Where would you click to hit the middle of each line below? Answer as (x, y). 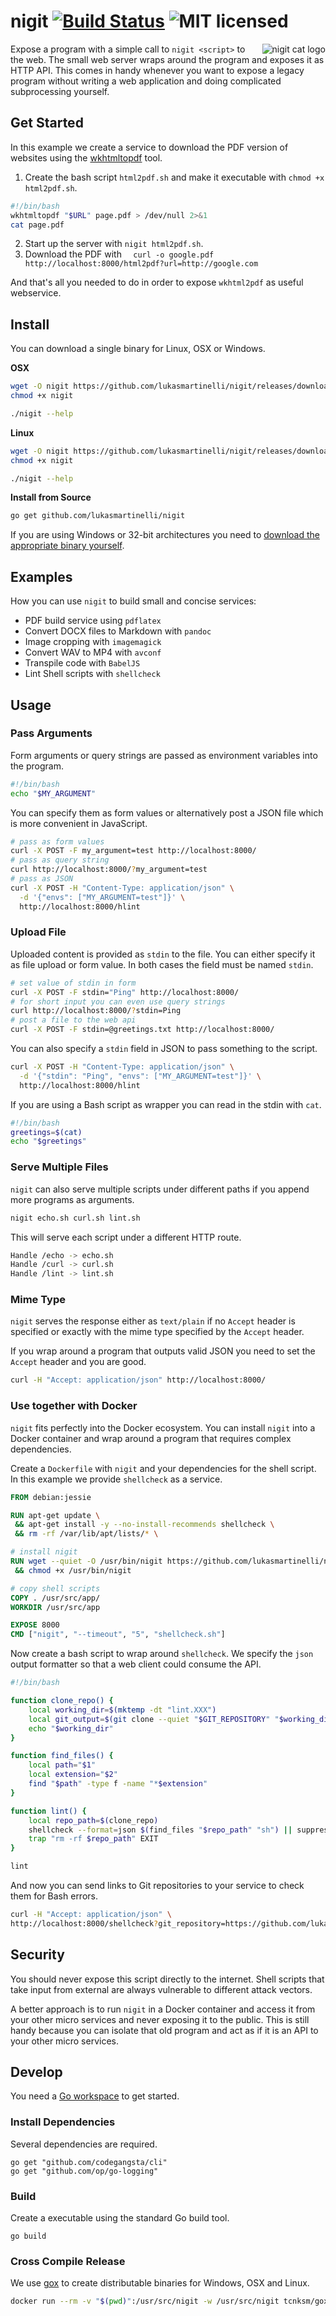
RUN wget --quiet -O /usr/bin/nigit (86, 1561)
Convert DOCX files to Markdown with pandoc (118, 631)
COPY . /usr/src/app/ (55, 1598)
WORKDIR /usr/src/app (55, 1607)
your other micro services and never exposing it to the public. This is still (160, 2019)
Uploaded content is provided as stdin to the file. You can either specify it (163, 954)
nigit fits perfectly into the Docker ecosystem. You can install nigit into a (163, 1427)
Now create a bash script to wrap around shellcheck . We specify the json (162, 1654)
